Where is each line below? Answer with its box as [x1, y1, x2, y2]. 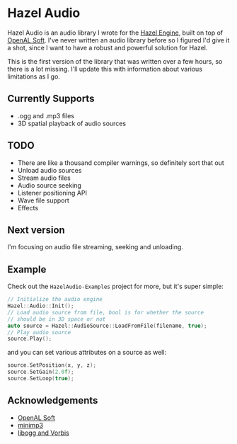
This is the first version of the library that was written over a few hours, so [7, 57, 223, 65]
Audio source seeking [17, 181, 81, 189]
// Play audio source [7, 329, 71, 336]
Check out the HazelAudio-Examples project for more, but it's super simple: [7, 282, 224, 291]
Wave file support [17, 196, 69, 205]
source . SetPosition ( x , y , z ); [7, 362, 97, 369]
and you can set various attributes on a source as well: [7, 348, 167, 357]
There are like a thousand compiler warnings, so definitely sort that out [17, 158, 224, 167]
